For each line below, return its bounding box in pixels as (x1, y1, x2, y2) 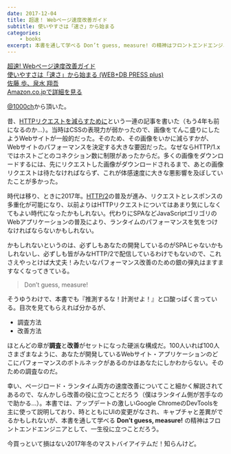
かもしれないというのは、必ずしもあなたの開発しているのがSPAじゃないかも (7, 241, 223, 249)
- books (19, 36, 41, 43)
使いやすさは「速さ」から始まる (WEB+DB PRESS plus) (7, 70, 164, 79)
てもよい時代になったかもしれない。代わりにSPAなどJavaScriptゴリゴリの (7, 209, 218, 217)
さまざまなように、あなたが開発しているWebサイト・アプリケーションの (7, 350, 212, 358)
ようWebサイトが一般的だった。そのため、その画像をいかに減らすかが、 (7, 134, 213, 142)
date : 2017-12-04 (7, 10, 57, 17)
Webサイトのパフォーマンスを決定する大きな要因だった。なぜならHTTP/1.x (7, 143, 221, 151)
